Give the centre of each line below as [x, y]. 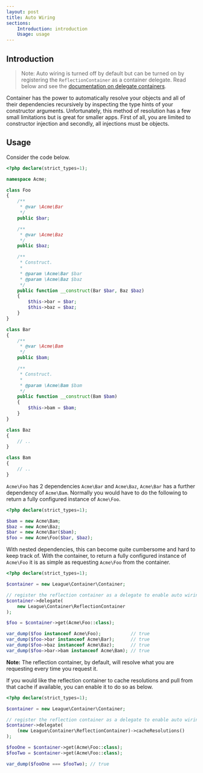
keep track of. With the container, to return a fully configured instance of [96, 556]
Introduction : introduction [52, 29]
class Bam [19, 458]
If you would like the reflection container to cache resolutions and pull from [100, 680]
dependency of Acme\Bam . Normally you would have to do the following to [97, 493]
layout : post [23, 12]
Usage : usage [34, 34]
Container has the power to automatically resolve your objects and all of [96, 98]
